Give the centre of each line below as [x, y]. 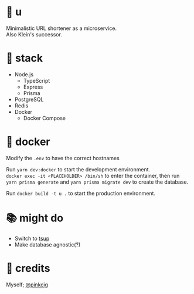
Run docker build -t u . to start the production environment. [81, 193]
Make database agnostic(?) [47, 244]
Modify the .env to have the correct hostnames [63, 158]
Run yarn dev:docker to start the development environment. [78, 169]
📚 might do [35, 218]
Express [33, 87]
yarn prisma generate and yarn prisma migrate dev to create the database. [97, 182]
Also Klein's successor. [34, 34]
